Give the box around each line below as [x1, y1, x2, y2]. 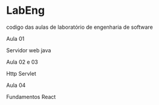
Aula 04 [6, 82, 26, 89]
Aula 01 [6, 35, 25, 42]
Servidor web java [6, 46, 51, 54]
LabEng [6, 4, 45, 17]
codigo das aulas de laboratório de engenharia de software [6, 23, 154, 31]
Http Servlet [6, 70, 36, 77]
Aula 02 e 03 [6, 58, 39, 65]
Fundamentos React [6, 93, 56, 100]
